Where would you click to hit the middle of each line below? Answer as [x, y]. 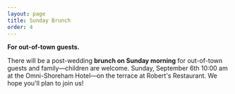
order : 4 [20, 27]
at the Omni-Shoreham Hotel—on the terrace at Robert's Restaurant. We [112, 76]
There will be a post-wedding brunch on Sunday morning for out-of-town [115, 61]
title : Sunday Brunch [39, 20]
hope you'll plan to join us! [46, 83]
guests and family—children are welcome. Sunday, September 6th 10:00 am [117, 69]
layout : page [26, 14]
